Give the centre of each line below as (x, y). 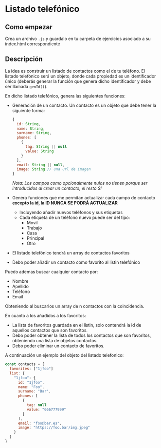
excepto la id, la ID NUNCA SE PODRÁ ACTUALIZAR (65, 203)
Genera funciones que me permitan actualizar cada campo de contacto (84, 198)
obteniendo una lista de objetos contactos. (55, 341)
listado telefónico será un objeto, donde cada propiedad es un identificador (80, 76)
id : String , (29, 124)
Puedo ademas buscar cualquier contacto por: (52, 272)
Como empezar (29, 27)
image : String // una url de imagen (54, 169)
